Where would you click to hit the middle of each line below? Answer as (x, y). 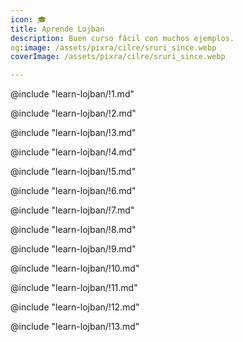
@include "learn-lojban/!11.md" (74, 288)
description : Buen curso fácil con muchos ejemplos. (122, 38)
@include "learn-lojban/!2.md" (73, 113)
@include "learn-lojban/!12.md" (75, 307)
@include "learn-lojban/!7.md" (72, 210)
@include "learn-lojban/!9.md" (73, 249)
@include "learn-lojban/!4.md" (73, 152)
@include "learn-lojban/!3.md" (73, 133)
